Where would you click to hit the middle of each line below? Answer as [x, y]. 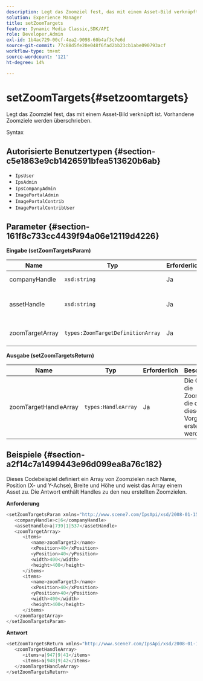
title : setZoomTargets [35, 23]
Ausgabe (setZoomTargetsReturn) [50, 356]
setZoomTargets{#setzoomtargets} [98, 98]
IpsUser [24, 176]
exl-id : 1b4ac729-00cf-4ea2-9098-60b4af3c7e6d [66, 40]
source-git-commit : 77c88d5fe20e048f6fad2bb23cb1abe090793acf [86, 46]
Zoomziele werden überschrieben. [49, 121]
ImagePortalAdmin [37, 195]
